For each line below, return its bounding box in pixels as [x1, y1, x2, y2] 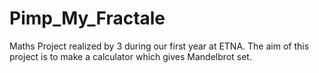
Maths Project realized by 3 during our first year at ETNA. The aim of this [9, 40, 310, 52]
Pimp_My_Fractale [9, 7, 166, 30]
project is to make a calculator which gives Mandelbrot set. [9, 50, 252, 62]
